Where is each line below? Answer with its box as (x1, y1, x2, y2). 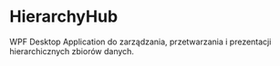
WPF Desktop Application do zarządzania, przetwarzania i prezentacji (9, 36, 272, 47)
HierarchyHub (9, 6, 119, 27)
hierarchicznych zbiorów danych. (9, 45, 135, 56)
